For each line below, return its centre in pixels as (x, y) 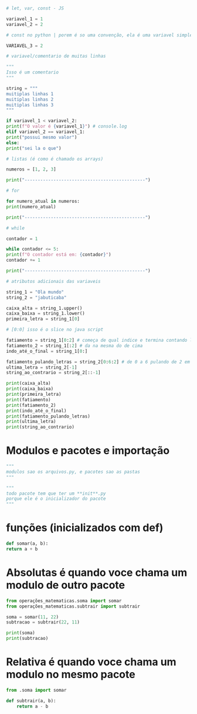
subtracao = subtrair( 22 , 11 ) (43, 622)
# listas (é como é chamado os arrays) (55, 159)
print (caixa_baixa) (30, 389)
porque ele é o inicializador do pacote (56, 499)
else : (13, 143)
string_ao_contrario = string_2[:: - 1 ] (53, 373)
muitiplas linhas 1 (30, 94)
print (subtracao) (27, 639)
